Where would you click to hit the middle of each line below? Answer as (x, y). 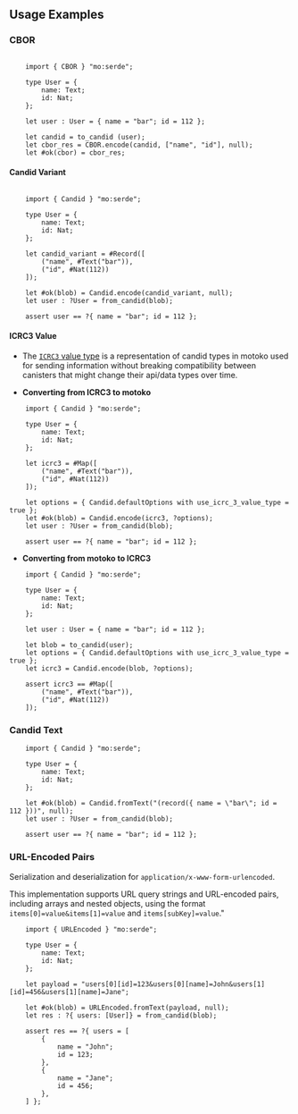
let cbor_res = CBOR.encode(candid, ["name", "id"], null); (139, 145)
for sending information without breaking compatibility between (139, 366)
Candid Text (36, 730)
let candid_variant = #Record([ (85, 254)
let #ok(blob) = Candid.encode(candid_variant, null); (129, 293)
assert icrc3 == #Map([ (70, 684)
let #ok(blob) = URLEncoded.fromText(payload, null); (127, 1008)
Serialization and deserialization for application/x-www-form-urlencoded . (142, 876)
